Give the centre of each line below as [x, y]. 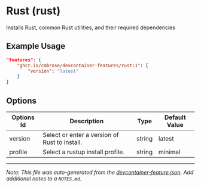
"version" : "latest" [53, 71]
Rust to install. [63, 142]
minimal [169, 152]
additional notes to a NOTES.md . [44, 178]
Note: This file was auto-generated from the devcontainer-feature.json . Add [100, 172]
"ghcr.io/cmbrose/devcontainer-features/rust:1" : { [83, 66]
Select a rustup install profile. [83, 152]
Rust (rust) [33, 11]
